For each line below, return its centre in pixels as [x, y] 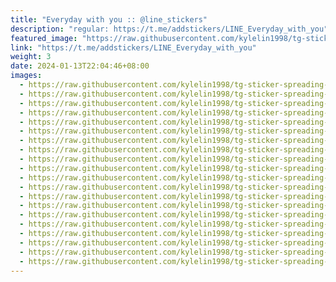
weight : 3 [31, 57]
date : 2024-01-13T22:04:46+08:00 [80, 66]
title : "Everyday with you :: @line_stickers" [109, 19]
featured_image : [44, 38]
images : [26, 76]
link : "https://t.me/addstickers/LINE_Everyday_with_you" [133, 47]
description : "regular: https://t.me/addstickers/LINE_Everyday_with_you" [169, 29]
